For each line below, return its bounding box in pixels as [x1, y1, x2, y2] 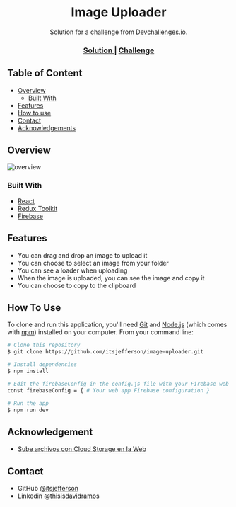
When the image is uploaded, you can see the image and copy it [17, 273, 205, 282]
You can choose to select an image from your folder [17, 258, 170, 267]
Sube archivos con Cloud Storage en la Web [17, 445, 147, 453]
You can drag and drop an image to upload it [17, 251, 148, 259]
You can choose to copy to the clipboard [17, 281, 136, 290]
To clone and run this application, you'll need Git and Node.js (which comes [7, 320, 228, 329]
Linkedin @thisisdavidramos [17, 491, 100, 500]
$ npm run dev [7, 406, 49, 414]
